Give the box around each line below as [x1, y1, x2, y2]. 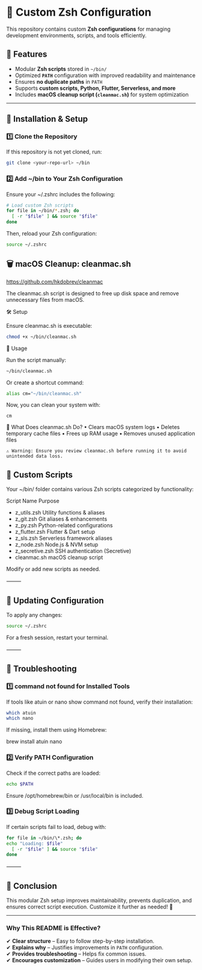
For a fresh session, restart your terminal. [6, 634, 109, 641]
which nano [6, 715, 34, 722]
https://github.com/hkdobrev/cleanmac [6, 278, 103, 285]
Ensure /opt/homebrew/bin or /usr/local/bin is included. [6, 792, 144, 799]
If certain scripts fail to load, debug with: [6, 823, 106, 830]
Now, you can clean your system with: [6, 401, 100, 408]
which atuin [6, 710, 36, 716]
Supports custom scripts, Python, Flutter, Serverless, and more [14, 84, 176, 92]
